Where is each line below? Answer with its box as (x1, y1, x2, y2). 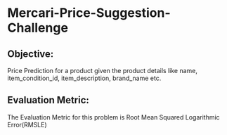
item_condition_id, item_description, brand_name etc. (7, 74, 162, 82)
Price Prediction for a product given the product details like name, (7, 67, 198, 75)
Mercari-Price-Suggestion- (7, 5, 171, 21)
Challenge (7, 20, 69, 36)
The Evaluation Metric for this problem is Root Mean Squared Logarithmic (7, 112, 220, 121)
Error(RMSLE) (7, 120, 47, 129)
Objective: (7, 48, 54, 60)
